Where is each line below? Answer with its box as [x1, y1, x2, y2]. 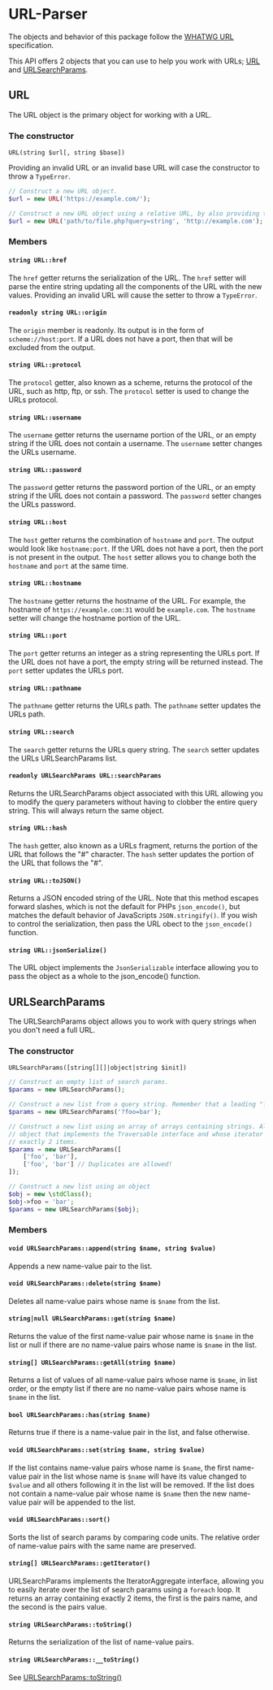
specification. [8, 40, 54, 50]
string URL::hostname [8, 579, 82, 587]
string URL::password [8, 466, 82, 474]
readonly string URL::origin [8, 309, 107, 317]
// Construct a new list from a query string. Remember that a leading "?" [8, 1100, 271, 1109]
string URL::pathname [8, 684, 82, 692]
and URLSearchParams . [8, 64, 89, 74]
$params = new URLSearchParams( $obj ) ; [8, 1205, 140, 1213]
